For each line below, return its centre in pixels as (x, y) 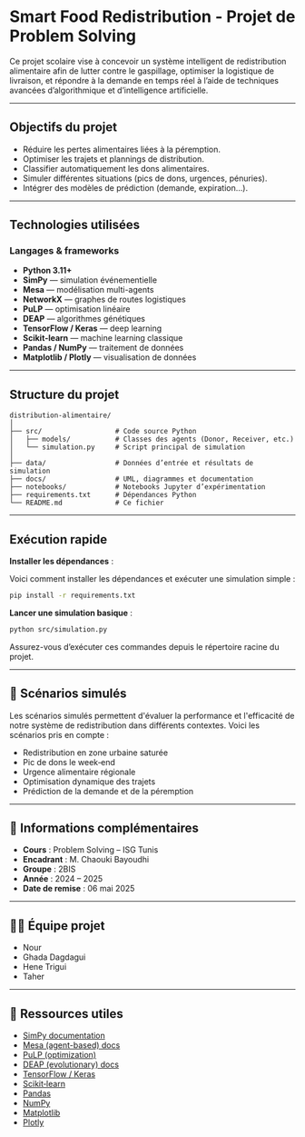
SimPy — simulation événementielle (89, 280)
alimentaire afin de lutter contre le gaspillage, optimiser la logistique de (142, 71)
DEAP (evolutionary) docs (71, 1064)
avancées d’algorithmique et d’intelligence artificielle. (109, 90)
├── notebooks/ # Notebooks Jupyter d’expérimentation (138, 487)
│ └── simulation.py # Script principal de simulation (128, 447)
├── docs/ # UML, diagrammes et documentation (132, 479)
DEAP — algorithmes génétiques (84, 319)
